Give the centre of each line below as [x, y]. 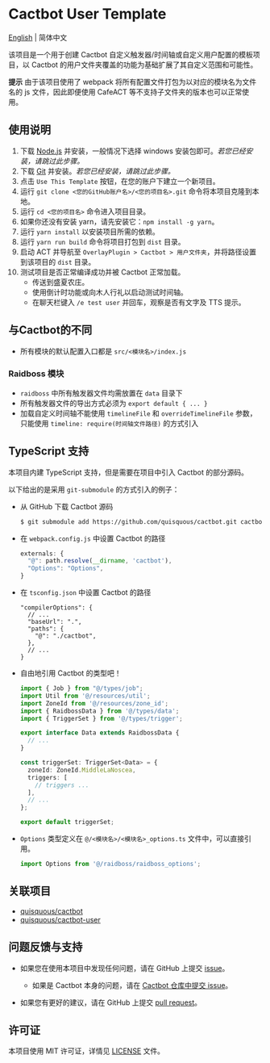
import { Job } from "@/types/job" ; [81, 688]
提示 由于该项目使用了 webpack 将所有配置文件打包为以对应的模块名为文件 [133, 82]
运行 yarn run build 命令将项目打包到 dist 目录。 [102, 241]
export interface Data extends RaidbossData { [100, 733]
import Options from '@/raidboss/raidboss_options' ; [110, 864]
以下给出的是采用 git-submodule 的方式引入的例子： [94, 489]
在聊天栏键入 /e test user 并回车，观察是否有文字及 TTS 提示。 [139, 302]
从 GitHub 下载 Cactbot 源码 [66, 506]
